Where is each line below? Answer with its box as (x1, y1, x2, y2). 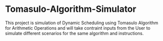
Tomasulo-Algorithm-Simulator (5, 3, 136, 15)
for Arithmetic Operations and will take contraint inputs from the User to (5, 25, 151, 31)
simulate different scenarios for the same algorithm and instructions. (5, 30, 144, 36)
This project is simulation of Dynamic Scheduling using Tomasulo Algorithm (5, 20, 159, 26)
